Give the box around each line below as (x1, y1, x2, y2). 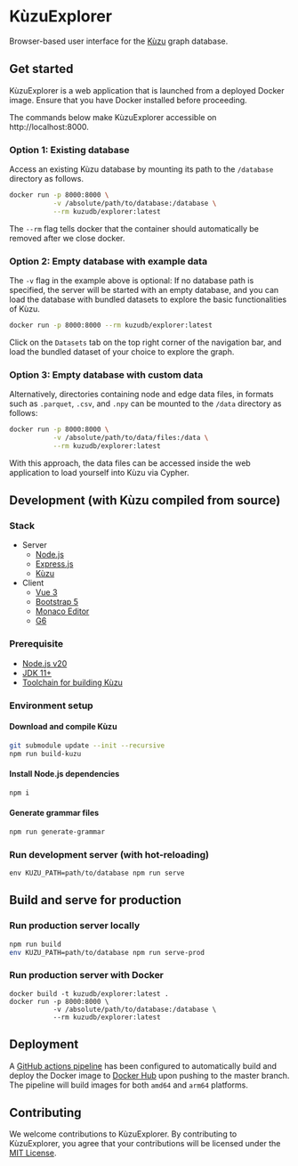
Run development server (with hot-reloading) (9, 848, 209, 860)
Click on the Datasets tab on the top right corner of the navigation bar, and (9, 337, 282, 347)
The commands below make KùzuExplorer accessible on (9, 111, 217, 122)
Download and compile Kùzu (9, 722, 117, 732)
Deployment (9, 1037, 79, 1052)
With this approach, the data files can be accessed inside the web (9, 457, 251, 469)
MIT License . (9, 1147, 57, 1159)
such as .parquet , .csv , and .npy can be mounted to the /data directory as (9, 398, 282, 409)
